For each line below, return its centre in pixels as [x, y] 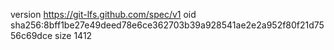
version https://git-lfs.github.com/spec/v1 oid [103, 14]
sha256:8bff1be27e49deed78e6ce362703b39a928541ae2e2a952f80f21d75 [167, 25]
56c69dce [31, 35]
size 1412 [73, 35]
